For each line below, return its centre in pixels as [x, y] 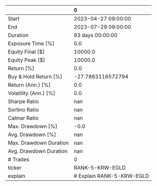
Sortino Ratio [24, 110]
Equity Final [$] [26, 52]
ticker [15, 168]
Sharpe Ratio [24, 101]
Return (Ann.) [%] [29, 85]
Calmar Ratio [23, 118]
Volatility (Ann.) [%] [31, 93]
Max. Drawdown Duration [38, 143]
